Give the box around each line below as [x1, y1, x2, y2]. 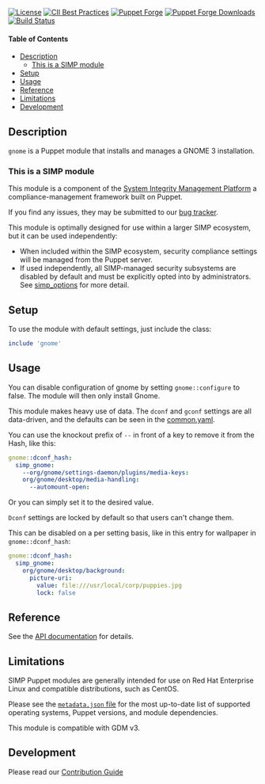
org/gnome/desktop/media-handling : [22, 476, 140, 484]
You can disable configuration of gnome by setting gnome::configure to [8, 382, 240, 392]
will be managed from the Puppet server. [19, 255, 153, 265]
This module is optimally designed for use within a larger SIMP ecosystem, [8, 223, 252, 233]
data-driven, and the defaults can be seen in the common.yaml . [8, 414, 215, 424]
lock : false [36, 588, 77, 597]
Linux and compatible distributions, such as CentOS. [8, 684, 180, 694]
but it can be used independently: [8, 231, 118, 241]
